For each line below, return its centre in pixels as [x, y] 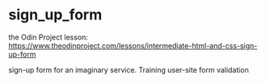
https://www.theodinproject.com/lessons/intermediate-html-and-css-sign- [133, 45]
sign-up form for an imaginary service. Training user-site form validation [129, 69]
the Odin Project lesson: [49, 37]
